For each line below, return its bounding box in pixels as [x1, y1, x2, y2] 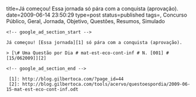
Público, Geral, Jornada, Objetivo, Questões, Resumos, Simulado [6, 18, 165, 24]
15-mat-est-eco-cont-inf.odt [6, 86, 79, 92]
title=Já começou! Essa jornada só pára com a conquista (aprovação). [6, 5, 179, 12]
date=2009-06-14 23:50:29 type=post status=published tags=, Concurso [6, 11, 188, 18]
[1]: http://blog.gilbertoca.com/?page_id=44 [8, 76, 124, 82]
